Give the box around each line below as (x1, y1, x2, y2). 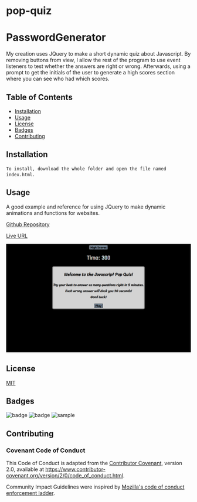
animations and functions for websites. (6, 209, 100, 216)
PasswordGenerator (6, 31, 107, 45)
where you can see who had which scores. (6, 75, 110, 83)
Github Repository (6, 221, 50, 228)
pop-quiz (6, 4, 52, 18)
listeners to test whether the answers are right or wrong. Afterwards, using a (6, 63, 191, 70)
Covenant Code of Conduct (6, 446, 86, 455)
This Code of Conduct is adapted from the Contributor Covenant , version (6, 460, 183, 467)
